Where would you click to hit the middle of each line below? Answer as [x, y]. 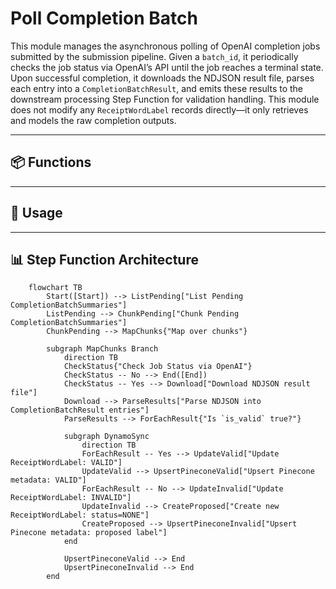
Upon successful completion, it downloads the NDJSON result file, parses [162, 78]
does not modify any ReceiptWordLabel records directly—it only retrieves [159, 109]
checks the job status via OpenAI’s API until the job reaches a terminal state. [167, 67]
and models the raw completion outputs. [93, 120]
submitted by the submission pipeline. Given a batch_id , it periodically [154, 56]
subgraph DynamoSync [106, 437]
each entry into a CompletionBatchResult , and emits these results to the [157, 88]
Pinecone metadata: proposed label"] [89, 533]
